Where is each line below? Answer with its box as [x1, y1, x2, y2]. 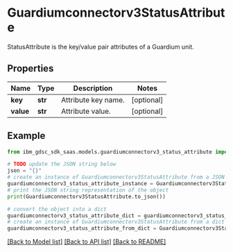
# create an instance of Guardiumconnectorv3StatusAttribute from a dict [7, 219, 225, 226]
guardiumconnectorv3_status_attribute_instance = [7, 180, 154, 187]
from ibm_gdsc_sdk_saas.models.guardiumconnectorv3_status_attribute [7, 148, 213, 156]
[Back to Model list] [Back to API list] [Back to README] [7, 237, 166, 246]
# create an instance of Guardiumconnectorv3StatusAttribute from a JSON [7, 174, 225, 181]
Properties [7, 62, 54, 74]
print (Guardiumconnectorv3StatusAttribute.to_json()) [7, 193, 166, 200]
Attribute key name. [61, 95, 125, 105]
